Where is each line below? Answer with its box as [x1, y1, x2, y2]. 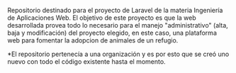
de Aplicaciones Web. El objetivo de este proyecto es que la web [7, 13, 196, 22]
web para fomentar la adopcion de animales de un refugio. [7, 36, 179, 45]
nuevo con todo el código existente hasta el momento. [7, 57, 166, 66]
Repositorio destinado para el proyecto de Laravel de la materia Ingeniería [7, 6, 223, 14]
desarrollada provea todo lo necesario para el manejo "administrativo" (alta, [7, 21, 228, 29]
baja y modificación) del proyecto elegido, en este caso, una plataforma [7, 28, 218, 37]
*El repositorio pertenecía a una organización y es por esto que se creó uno [7, 50, 230, 58]
